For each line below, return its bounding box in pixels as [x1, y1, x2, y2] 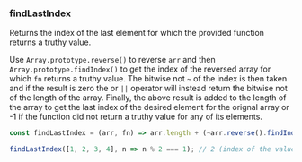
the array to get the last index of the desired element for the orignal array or [9, 102, 289, 113]
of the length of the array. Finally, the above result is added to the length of [9, 92, 287, 103]
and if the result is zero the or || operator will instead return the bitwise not [9, 83, 288, 94]
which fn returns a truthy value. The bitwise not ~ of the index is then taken [9, 73, 288, 84]
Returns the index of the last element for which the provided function [9, 28, 265, 38]
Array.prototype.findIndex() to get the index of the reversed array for [9, 64, 271, 74]
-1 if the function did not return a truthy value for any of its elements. [9, 111, 263, 123]
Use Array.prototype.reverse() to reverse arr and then [9, 55, 216, 65]
